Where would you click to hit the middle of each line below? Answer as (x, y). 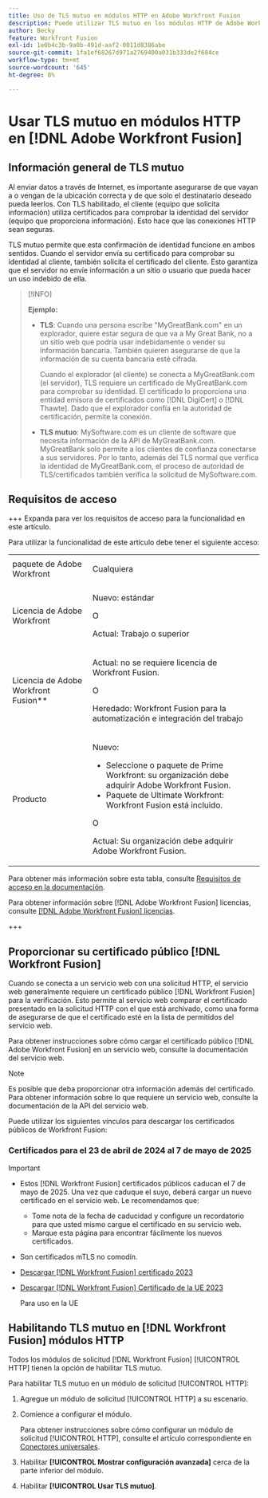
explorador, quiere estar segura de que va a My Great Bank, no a (146, 333)
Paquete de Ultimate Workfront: (165, 796)
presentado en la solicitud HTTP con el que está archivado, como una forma (134, 1008)
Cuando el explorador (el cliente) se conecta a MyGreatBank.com (147, 374)
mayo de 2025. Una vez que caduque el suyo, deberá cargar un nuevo (136, 1192)
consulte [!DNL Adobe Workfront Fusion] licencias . (92, 911)
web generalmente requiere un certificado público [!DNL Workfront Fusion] (132, 992)
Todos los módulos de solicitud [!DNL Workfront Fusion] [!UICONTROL (124, 1359)
